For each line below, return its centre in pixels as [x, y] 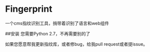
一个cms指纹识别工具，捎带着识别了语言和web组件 [57, 23]
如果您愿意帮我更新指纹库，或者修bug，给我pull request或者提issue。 [76, 44]
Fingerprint [29, 9]
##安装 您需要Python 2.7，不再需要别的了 [48, 33]
